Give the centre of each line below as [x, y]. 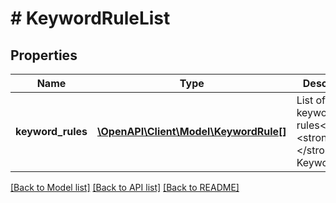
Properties [44, 55]
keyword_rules [51, 131]
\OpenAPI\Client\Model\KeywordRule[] [191, 131]
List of [311, 100]
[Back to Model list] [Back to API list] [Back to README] [125, 187]
